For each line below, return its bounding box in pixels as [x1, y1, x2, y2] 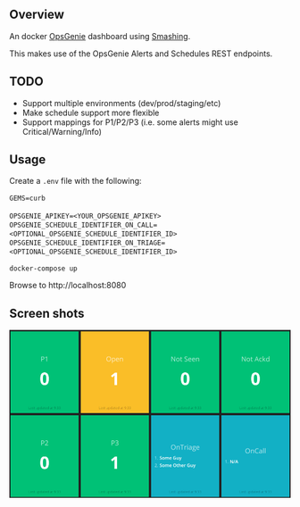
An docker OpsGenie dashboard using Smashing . [9, 30, 191, 41]
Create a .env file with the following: [9, 176, 142, 187]
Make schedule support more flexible [21, 107, 160, 118]
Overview [9, 7, 65, 22]
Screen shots [9, 305, 85, 320]
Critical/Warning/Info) [21, 126, 103, 137]
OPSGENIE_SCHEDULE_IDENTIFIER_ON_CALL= [9, 220, 158, 230]
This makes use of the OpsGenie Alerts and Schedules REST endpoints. [9, 48, 273, 59]
